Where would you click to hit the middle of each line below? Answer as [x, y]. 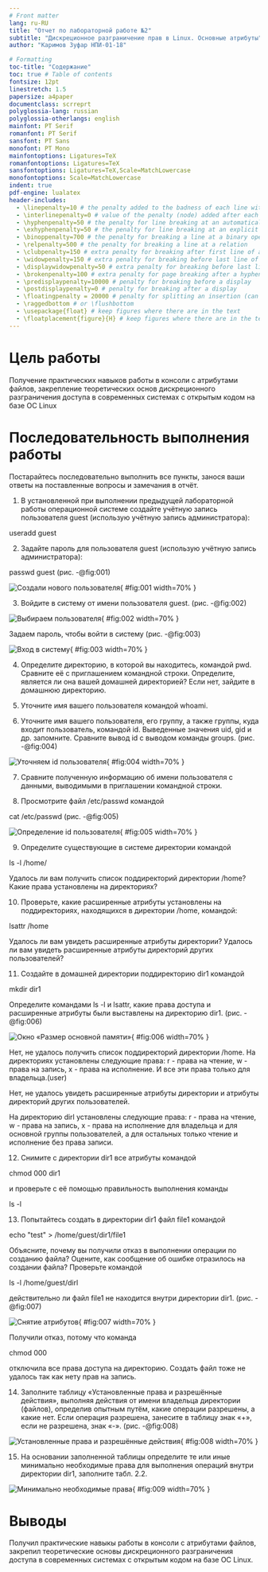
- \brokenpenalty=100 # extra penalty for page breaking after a [127, 274]
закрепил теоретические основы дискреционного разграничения [121, 1551]
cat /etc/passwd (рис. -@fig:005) [64, 816]
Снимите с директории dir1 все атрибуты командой [109, 1157]
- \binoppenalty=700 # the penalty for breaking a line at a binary [132, 237]
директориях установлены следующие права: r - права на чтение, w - [128, 1060]
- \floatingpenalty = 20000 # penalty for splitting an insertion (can [138, 296]
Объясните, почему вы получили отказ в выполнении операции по [123, 1250]
